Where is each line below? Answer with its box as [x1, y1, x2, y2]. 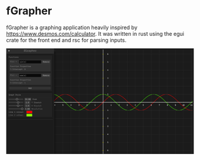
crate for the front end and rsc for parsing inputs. [6, 36, 127, 43]
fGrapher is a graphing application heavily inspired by [6, 24, 138, 31]
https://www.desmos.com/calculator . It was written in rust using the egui [6, 30, 185, 37]
